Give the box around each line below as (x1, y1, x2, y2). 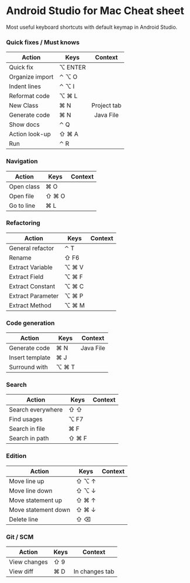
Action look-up (9, 130, 51, 139)
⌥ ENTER (59, 63, 86, 72)
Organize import (9, 73, 54, 81)
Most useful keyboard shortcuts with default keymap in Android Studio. (6, 23, 178, 31)
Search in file (9, 424, 46, 433)
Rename (9, 254, 32, 262)
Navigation (6, 157, 38, 166)
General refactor (9, 244, 54, 252)
